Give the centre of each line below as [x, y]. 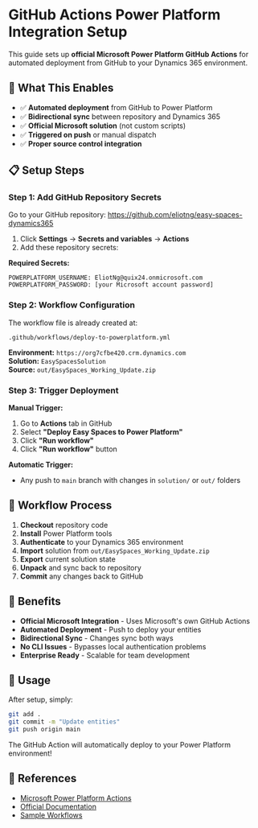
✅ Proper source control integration [81, 143]
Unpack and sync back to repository [81, 567]
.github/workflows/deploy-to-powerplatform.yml [90, 337]
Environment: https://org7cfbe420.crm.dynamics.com [97, 352]
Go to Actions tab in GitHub [66, 423]
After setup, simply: [41, 700]
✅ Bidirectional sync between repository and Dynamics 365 [120, 116]
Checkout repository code [64, 525]
